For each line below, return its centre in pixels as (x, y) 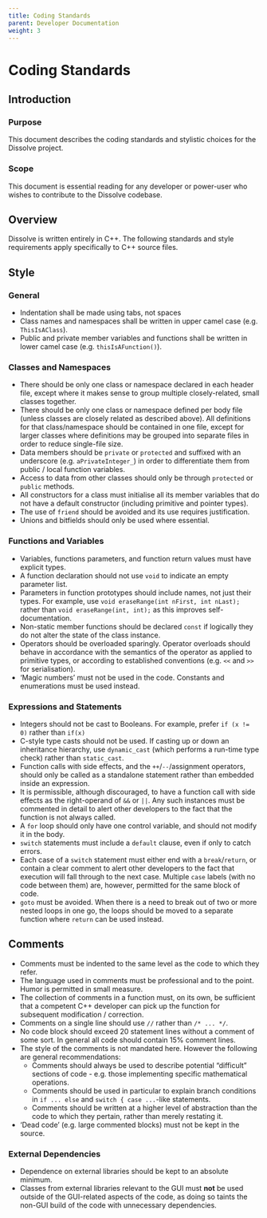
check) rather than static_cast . (72, 758)
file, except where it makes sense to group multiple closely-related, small (139, 393)
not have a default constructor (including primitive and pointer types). (134, 503)
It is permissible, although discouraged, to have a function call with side (137, 792)
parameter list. (43, 584)
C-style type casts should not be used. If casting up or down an (124, 740)
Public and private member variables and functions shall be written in (133, 338)
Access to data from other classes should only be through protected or (136, 478)
